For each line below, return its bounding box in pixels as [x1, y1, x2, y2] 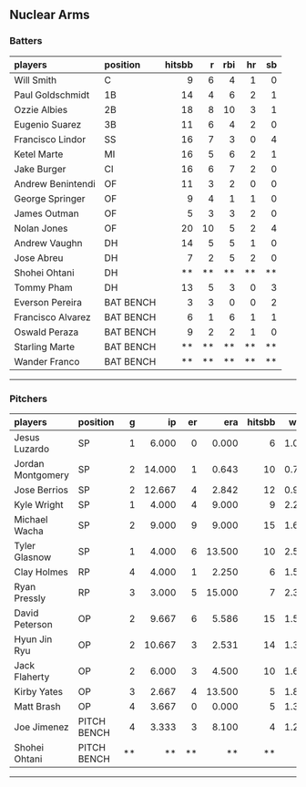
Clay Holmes [14, 565, 68, 578]
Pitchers [9, 392, 48, 405]
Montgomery [14, 469, 70, 482]
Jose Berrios [14, 483, 68, 496]
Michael [14, 513, 48, 525]
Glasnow [14, 551, 52, 564]
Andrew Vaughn [14, 236, 83, 249]
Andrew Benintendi [14, 177, 96, 190]
